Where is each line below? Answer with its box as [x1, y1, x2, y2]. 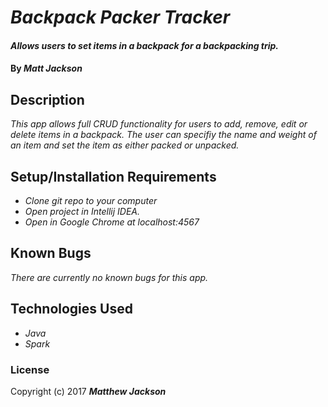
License [10, 362, 50, 376]
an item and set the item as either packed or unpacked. [10, 139, 240, 151]
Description [10, 91, 85, 108]
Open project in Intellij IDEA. [24, 206, 141, 217]
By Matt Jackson [10, 62, 83, 75]
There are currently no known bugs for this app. [10, 271, 209, 283]
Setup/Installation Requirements [10, 168, 217, 185]
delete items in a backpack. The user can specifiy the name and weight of [10, 129, 317, 141]
